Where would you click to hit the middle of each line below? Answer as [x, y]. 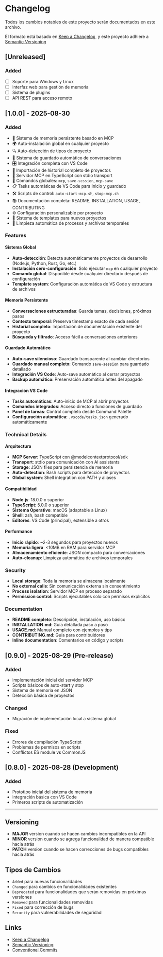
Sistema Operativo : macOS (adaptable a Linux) [60, 510]
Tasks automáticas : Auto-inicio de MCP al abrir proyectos [70, 401]
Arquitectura [18, 446]
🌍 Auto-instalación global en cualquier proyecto [60, 143]
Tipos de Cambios [33, 870]
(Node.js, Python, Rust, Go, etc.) [44, 263]
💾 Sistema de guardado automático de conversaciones [67, 158]
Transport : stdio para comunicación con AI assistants [66, 462]
